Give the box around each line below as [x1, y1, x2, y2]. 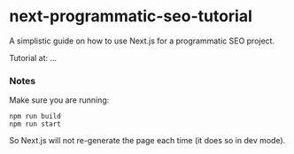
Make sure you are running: [9, 95, 110, 105]
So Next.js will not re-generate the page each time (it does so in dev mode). [9, 135, 286, 146]
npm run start [9, 119, 62, 129]
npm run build [9, 112, 62, 121]
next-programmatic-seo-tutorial [9, 6, 252, 27]
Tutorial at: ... [9, 52, 58, 63]
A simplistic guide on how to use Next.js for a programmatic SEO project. [9, 35, 275, 46]
